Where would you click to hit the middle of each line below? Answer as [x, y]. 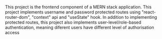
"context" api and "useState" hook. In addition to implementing [95, 17]
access [12, 32]
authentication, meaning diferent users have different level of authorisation [80, 27]
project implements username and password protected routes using [73, 12]
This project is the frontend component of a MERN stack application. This [78, 7]
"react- [149, 12]
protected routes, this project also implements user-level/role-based [73, 22]
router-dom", [18, 17]
